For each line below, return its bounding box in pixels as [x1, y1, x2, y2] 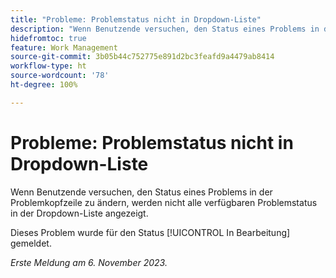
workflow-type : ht [10, 61, 87, 71]
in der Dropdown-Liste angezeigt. [10, 207, 149, 219]
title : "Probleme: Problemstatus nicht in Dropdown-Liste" [10, 14, 262, 25]
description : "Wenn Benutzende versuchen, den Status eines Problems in [10, 24, 320, 34]
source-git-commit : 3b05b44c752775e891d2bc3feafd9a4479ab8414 [10, 52, 275, 62]
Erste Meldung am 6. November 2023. [10, 256, 168, 268]
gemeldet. [10, 237, 52, 249]
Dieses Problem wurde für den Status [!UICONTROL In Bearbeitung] [10, 226, 291, 238]
